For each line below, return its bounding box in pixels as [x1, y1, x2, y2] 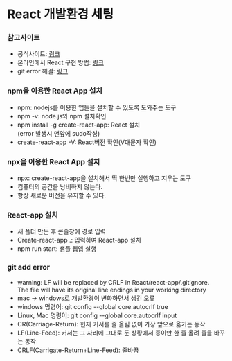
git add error [7, 263, 51, 272]
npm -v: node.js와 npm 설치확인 [17, 112, 107, 120]
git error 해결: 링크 [17, 67, 69, 76]
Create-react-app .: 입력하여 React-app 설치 [17, 236, 142, 245]
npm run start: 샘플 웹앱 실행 [17, 245, 97, 253]
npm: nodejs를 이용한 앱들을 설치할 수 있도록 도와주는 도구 [17, 103, 177, 112]
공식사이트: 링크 [17, 50, 60, 58]
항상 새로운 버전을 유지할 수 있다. [17, 191, 106, 200]
